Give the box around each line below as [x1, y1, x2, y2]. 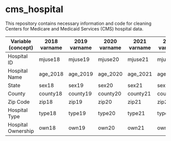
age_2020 [98, 70, 123, 77]
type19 [68, 110, 87, 117]
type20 [98, 110, 116, 117]
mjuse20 [98, 56, 120, 63]
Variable [10, 38, 32, 45]
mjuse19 [68, 56, 90, 63]
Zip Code [8, 98, 30, 105]
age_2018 [39, 70, 64, 77]
